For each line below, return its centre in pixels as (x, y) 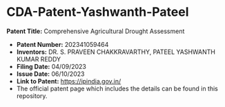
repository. (32, 96)
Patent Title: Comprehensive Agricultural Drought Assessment (96, 31)
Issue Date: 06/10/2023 (50, 74)
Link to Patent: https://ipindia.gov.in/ (69, 81)
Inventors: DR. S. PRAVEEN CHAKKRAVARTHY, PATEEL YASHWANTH (116, 52)
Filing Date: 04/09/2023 (51, 66)
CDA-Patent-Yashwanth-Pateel (98, 12)
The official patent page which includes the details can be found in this (117, 88)
